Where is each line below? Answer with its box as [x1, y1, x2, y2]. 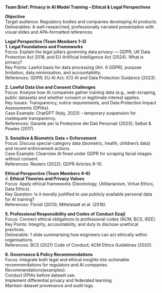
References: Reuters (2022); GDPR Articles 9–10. [5, 161, 103, 167]
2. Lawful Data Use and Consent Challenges [5, 84, 96, 90]
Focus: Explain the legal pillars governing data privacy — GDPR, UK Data [5, 49, 151, 55]
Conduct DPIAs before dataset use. [5, 273, 76, 278]
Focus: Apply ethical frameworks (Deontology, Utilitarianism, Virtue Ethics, [5, 181, 154, 187]
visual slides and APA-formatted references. [5, 29, 93, 35]
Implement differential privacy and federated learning [5, 277, 112, 283]
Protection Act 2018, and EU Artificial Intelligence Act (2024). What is [5, 54, 144, 60]
